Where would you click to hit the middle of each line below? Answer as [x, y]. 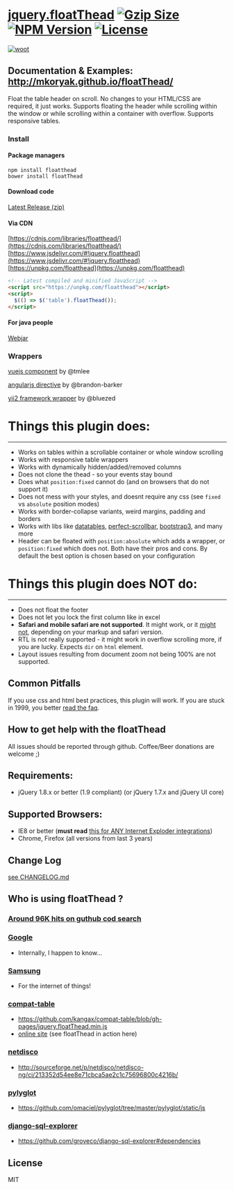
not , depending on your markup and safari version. [91, 632]
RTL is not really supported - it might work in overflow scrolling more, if [120, 639]
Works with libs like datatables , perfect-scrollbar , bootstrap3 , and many [120, 527]
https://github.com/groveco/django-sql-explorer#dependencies [109, 1141]
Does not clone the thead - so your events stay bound [95, 474]
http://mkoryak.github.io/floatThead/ [91, 82]
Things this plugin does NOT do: [103, 584]
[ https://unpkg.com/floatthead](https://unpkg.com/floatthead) [97, 268]
